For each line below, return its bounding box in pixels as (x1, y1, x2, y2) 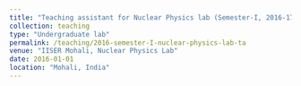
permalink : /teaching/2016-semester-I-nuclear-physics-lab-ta (9, 38, 246, 47)
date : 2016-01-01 (9, 55, 74, 64)
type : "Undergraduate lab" (9, 30, 110, 39)
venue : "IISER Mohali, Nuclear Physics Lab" (9, 47, 178, 56)
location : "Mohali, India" (9, 64, 110, 73)
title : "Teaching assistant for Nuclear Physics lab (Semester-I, (9, 13, 262, 22)
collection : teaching (9, 21, 90, 30)
